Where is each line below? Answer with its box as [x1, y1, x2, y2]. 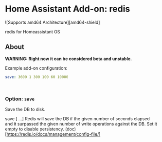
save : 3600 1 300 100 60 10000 [5, 74, 69, 79]
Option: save [5, 95, 35, 102]
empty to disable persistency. [5, 126, 64, 132]
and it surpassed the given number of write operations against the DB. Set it [5, 121, 157, 126]
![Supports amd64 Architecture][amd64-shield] [5, 19, 100, 25]
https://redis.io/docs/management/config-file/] [6, 131, 101, 137]
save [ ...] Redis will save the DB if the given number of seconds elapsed [5, 115, 150, 122]
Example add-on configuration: [5, 65, 68, 71]
